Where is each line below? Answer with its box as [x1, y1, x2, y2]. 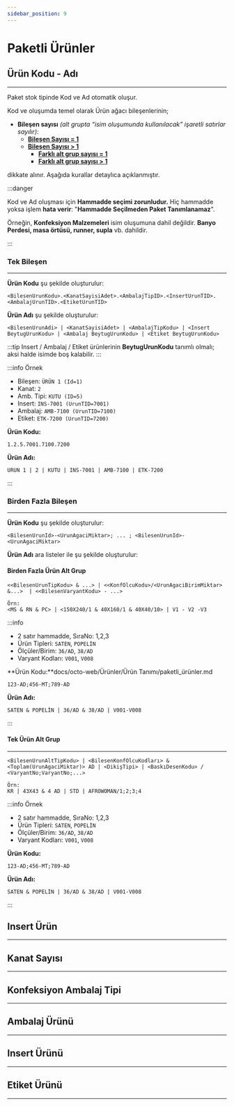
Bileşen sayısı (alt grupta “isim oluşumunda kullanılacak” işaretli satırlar [17, 120, 226, 128]
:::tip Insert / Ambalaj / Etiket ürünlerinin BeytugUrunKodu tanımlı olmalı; [7, 342, 214, 351]
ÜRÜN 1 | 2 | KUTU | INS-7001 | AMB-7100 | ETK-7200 [7, 466, 164, 474]
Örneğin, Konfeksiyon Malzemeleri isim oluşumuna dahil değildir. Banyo [7, 218, 216, 226]
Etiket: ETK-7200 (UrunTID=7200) [17, 414, 109, 422]
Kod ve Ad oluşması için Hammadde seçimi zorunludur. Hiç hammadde [7, 197, 214, 206]
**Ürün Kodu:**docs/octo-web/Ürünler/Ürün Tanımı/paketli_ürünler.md [7, 668, 213, 676]
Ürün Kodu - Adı [7, 68, 79, 80]
